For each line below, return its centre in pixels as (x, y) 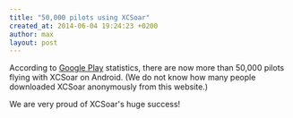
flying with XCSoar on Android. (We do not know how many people (133, 78)
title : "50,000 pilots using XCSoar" (80, 17)
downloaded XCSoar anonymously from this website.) (109, 87)
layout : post (34, 42)
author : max (31, 34)
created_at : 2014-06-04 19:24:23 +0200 (84, 26)
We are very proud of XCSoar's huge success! (95, 105)
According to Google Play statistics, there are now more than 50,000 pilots (147, 68)
